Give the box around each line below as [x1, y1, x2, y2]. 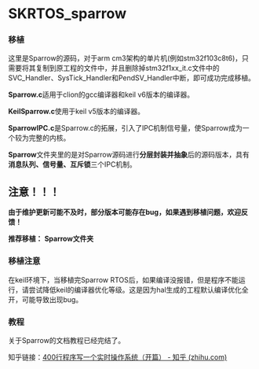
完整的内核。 [28, 133, 71, 142]
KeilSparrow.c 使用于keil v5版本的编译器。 [8, 107, 145, 116]
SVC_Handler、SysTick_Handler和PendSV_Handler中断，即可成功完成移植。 [8, 73, 255, 83]
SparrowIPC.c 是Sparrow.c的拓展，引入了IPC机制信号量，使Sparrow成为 [8, 124, 243, 133]
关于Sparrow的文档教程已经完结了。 [8, 335, 126, 345]
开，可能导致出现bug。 [8, 294, 83, 304]
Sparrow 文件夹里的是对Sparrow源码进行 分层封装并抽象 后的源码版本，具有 [8, 150, 250, 160]
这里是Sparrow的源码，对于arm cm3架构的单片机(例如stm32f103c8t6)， [8, 54, 243, 63]
